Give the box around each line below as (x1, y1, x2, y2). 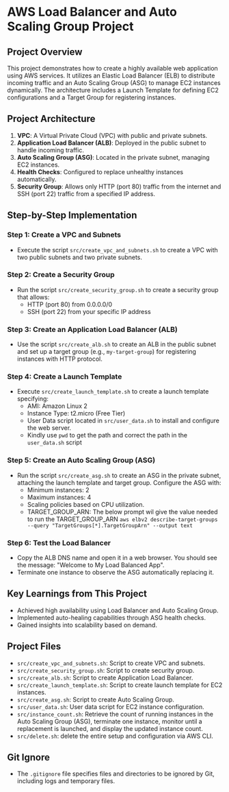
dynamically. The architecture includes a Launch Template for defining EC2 (7, 86, 219, 94)
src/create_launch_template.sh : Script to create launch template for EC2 (16, 680, 223, 689)
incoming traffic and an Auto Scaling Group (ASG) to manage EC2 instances (7, 79, 221, 86)
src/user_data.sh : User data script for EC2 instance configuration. (16, 702, 204, 710)
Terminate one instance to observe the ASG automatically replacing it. (16, 568, 214, 576)
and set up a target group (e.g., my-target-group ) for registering (16, 348, 197, 356)
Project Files (7, 640, 62, 652)
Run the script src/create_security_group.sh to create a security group (16, 285, 219, 293)
